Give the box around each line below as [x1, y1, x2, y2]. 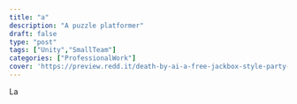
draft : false [9, 29, 57, 38]
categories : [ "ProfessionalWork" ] [9, 54, 137, 63]
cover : [9, 63, 34, 71]
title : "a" [9, 12, 49, 22]
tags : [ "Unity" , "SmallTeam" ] [9, 46, 117, 55]
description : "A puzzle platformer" [9, 21, 144, 30]
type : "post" [9, 37, 57, 47]
